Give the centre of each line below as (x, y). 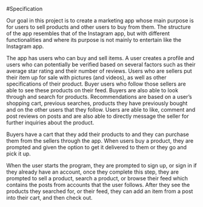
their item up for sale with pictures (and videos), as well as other (86, 77)
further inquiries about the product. (50, 123)
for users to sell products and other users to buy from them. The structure (98, 27)
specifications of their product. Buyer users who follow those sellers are (96, 84)
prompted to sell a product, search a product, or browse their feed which (97, 178)
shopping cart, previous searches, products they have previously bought (97, 103)
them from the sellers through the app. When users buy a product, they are (100, 141)
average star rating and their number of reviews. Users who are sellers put (99, 71)
